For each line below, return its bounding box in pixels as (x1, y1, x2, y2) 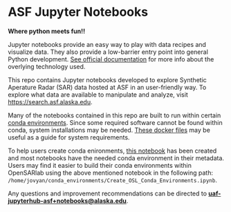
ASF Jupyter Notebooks (8, 4, 148, 20)
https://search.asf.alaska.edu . (8, 97, 93, 106)
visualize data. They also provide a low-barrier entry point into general (8, 48, 208, 56)
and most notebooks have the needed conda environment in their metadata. (8, 153, 224, 162)
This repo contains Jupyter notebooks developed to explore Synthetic (8, 75, 207, 84)
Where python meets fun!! (8, 27, 86, 35)
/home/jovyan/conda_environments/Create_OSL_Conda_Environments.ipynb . (8, 175, 217, 184)
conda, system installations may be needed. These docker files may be (8, 126, 210, 134)
